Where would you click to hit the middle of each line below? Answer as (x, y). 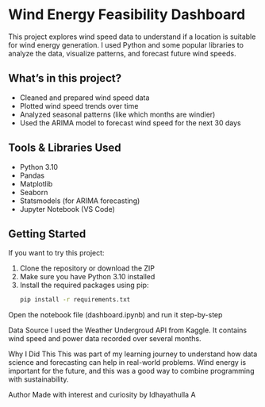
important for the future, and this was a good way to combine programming (131, 371)
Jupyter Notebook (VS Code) (67, 209)
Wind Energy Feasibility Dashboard (127, 15)
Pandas (32, 175)
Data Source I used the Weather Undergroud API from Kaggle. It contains (128, 330)
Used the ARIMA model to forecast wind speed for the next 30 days (130, 123)
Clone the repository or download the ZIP (87, 268)
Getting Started (47, 234)
